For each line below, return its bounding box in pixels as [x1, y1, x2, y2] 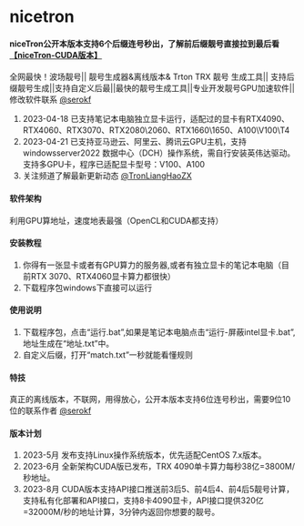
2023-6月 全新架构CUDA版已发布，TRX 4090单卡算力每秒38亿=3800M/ [22, 461, 296, 472]
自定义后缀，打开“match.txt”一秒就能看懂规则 [22, 349, 194, 360]
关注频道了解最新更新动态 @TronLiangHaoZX [22, 170, 193, 181]
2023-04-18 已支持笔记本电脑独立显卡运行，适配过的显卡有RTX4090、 [22, 114, 289, 125]
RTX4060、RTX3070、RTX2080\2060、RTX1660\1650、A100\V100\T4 [22, 125, 290, 136]
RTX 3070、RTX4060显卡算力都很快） [30, 270, 176, 281]
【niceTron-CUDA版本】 [9, 49, 103, 60]
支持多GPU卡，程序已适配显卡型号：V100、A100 [22, 159, 206, 170]
